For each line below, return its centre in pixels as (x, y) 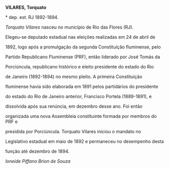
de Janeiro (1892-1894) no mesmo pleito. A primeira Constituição (74, 77)
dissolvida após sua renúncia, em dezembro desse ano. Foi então (74, 106)
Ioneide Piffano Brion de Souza (38, 161)
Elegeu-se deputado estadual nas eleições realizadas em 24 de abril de (80, 37)
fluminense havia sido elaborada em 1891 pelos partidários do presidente (82, 87)
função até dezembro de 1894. (37, 151)
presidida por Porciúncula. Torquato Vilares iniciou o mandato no (73, 131)
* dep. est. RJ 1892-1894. (32, 17)
